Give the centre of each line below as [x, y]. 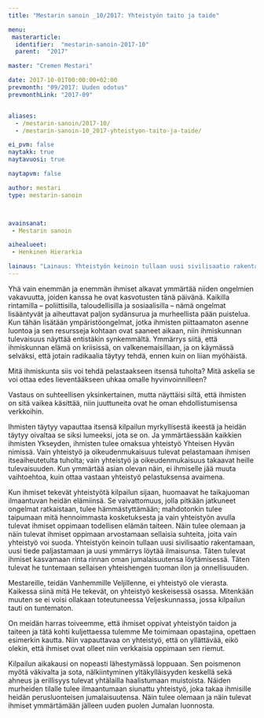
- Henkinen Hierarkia [47, 252]
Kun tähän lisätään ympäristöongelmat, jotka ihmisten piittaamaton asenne [128, 322]
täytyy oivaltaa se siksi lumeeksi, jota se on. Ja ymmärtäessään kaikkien [125, 435]
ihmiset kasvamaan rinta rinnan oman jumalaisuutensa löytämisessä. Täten [129, 559]
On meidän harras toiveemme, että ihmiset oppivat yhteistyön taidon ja [123, 623]
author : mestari [35, 188]
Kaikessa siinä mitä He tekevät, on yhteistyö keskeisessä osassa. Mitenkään [131, 591]
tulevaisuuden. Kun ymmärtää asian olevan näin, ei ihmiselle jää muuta [122, 468]
